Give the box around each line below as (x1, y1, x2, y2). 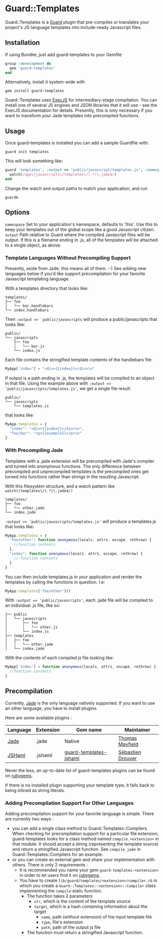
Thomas (118, 735, 137, 742)
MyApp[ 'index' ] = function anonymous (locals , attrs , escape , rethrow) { (5, 665, 156, 669)
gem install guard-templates (5, 89, 64, 94)
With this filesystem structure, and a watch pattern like (5, 483, 115, 489)
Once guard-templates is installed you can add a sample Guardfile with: (5, 140, 149, 146)
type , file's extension (41, 919, 83, 925)
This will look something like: (5, 158, 63, 164)
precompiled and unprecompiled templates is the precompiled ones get (5, 469, 149, 474)
